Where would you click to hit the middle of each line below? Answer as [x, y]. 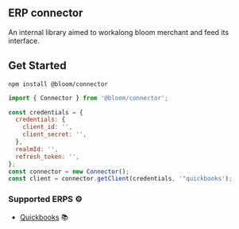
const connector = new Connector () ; [69, 171]
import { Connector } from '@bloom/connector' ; [89, 98]
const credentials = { [46, 112]
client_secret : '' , [55, 134]
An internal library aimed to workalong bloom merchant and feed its [118, 32]
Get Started [37, 66]
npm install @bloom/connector [58, 84]
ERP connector [46, 13]
